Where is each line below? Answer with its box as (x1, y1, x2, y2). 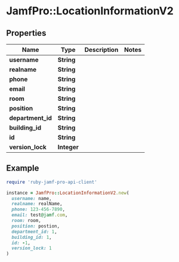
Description (84, 46, 119, 54)
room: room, (11, 218, 42, 224)
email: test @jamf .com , (11, 212, 68, 218)
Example (6, 163, 39, 174)
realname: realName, (11, 201, 63, 207)
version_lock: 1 (11, 245, 52, 251)
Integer (57, 143, 79, 151)
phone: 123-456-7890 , (11, 206, 66, 212)
